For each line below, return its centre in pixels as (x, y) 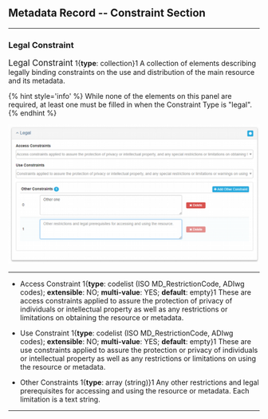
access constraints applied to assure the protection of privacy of (126, 301)
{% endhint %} (33, 113)
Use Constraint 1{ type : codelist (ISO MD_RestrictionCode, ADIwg (126, 333)
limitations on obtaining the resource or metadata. (102, 318)
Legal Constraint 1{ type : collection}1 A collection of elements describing (132, 63)
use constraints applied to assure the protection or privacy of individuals (139, 350)
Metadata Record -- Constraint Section (107, 13)
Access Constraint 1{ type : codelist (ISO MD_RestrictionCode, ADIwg (132, 284)
